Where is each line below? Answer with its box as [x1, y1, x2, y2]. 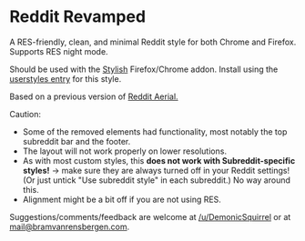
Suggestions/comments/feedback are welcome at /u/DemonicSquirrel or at [9, 211, 291, 222]
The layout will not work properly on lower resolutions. [22, 146, 228, 156]
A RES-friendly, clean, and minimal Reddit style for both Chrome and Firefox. [9, 36, 297, 47]
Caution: [9, 108, 42, 119]
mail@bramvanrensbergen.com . [9, 221, 130, 232]
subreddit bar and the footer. [22, 136, 131, 146]
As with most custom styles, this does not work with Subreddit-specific [22, 155, 296, 166]
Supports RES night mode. [9, 45, 108, 56]
